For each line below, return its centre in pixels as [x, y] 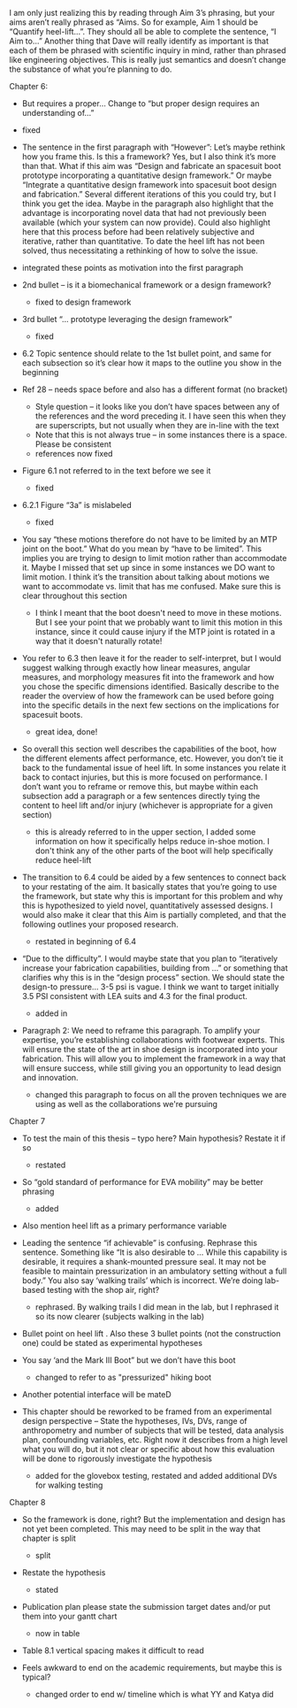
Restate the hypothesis [64, 1573]
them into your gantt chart [69, 1616]
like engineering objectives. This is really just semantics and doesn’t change [148, 60]
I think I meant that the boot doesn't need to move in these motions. [158, 613]
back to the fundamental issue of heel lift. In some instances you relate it [154, 768]
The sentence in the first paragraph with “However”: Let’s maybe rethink [153, 147]
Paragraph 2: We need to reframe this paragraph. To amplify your [141, 1031]
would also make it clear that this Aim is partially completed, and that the [154, 915]
